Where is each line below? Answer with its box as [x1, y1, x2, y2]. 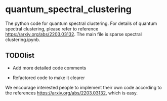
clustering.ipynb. [5, 37, 40, 43]
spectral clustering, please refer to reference [5, 25, 99, 31]
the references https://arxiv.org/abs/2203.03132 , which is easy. [5, 90, 138, 96]
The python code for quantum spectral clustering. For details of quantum [5, 20, 157, 26]
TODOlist [5, 51, 34, 60]
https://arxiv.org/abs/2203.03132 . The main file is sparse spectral [5, 31, 142, 37]
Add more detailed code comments [12, 64, 87, 71]
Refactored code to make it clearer [12, 75, 85, 81]
